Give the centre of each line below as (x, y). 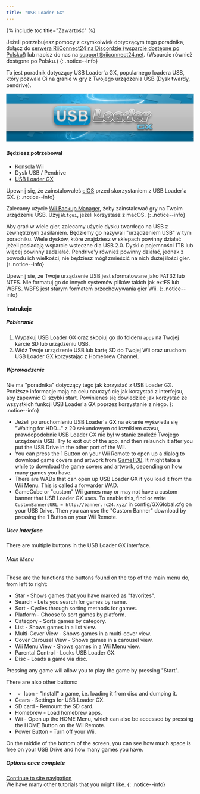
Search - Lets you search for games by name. (71, 601)
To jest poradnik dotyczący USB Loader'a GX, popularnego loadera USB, (95, 72)
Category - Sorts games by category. (60, 621)
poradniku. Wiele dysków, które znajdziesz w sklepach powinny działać (94, 239)
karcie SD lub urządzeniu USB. (52, 343)
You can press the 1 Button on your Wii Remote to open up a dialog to (100, 454)
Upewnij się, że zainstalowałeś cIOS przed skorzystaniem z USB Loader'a (96, 190)
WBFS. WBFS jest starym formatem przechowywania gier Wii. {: (85, 289)
